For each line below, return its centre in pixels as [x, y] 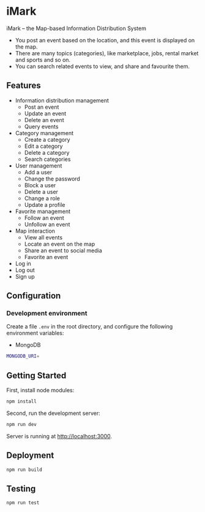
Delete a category [47, 152]
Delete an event [44, 120]
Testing [21, 488]
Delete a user [41, 192]
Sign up [25, 276]
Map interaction [35, 231]
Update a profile [45, 204]
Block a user [40, 185]
